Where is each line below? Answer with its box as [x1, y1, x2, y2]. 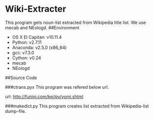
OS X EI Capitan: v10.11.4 [12, 34, 62, 40]
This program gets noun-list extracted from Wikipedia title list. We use [5, 20, 146, 25]
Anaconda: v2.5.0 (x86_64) [12, 44, 67, 50]
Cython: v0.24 [12, 55, 42, 60]
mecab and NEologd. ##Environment [5, 24, 80, 30]
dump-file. [5, 108, 26, 114]
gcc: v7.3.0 [12, 50, 34, 56]
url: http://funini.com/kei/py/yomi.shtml [5, 94, 84, 99]
